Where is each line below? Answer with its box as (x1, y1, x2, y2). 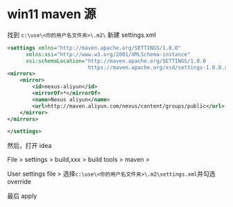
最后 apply (7, 192, 37, 200)
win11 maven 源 (7, 6, 96, 22)
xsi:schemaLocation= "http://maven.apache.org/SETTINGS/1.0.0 (25, 57, 207, 65)
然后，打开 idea (7, 142, 52, 150)
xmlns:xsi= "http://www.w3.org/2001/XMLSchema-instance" (25, 51, 191, 58)
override (7, 178, 31, 186)
